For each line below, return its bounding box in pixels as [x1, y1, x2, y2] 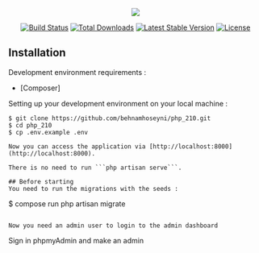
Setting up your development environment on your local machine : [8, 98, 228, 108]
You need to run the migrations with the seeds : [8, 185, 179, 193]
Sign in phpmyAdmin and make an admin [8, 235, 144, 245]
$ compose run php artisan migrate [8, 198, 126, 209]
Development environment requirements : [8, 67, 147, 77]
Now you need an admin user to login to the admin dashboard [8, 222, 219, 230]
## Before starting [8, 177, 74, 185]
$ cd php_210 [8, 121, 52, 129]
